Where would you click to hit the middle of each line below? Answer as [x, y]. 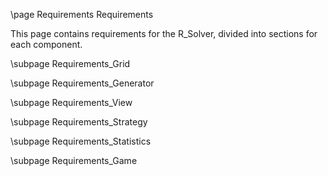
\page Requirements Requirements [82, 14]
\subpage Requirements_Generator [82, 83]
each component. [46, 44]
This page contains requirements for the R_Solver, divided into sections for [164, 33]
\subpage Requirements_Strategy [79, 122]
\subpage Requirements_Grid [70, 63]
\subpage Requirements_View [71, 102]
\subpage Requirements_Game [74, 160]
